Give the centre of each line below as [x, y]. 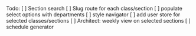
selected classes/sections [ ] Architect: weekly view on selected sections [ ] [98, 21]
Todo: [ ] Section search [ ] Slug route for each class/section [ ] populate [94, 8]
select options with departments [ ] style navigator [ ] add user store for [93, 15]
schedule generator [30, 27]
